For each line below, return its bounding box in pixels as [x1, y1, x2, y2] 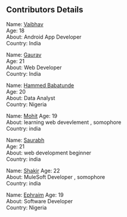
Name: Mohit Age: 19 [6, 112, 58, 119]
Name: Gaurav [6, 51, 42, 58]
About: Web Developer [6, 64, 62, 71]
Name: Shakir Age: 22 [6, 167, 60, 174]
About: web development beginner [6, 149, 91, 156]
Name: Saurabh [6, 137, 45, 144]
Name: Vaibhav [6, 20, 44, 27]
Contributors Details [6, 5, 83, 15]
